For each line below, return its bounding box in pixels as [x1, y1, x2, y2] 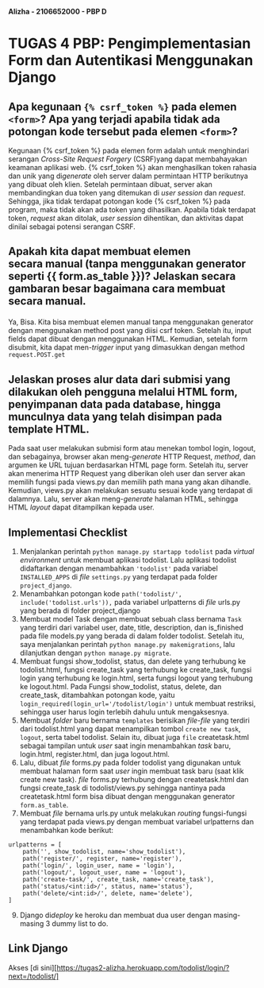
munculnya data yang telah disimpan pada [8, 409, 223, 424]
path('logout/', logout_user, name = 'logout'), [22, 869, 186, 877]
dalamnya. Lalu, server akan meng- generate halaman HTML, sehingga [8, 494, 239, 504]
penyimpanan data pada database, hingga [8, 397, 221, 411]
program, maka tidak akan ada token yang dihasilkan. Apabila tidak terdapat [8, 205, 256, 214]
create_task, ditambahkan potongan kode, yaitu [19, 691, 175, 700]
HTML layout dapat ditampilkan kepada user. [8, 502, 155, 512]
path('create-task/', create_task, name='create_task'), [22, 876, 215, 884]
